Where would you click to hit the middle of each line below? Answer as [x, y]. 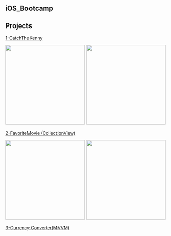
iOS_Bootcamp [29, 8]
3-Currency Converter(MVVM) [37, 228]
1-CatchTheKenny [24, 38]
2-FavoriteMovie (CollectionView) [40, 133]
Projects [19, 26]
